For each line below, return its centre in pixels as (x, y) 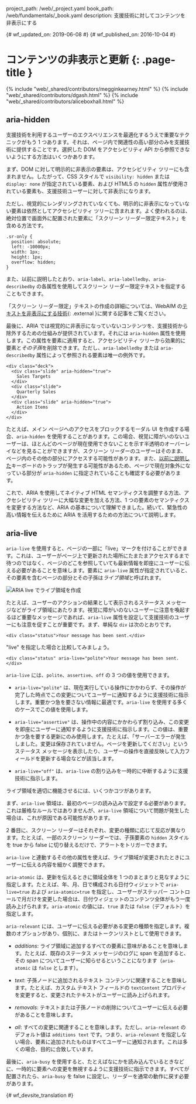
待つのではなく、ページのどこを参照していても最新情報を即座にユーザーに (95, 563)
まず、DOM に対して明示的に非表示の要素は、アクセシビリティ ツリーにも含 (98, 169)
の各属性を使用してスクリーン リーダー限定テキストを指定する (111, 286)
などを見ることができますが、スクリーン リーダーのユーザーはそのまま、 (99, 451)
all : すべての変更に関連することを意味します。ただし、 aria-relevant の (100, 1027)
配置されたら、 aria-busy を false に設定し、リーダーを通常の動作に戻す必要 (98, 1076)
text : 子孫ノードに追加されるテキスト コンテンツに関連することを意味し (101, 980)
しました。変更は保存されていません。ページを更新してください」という (101, 744)
